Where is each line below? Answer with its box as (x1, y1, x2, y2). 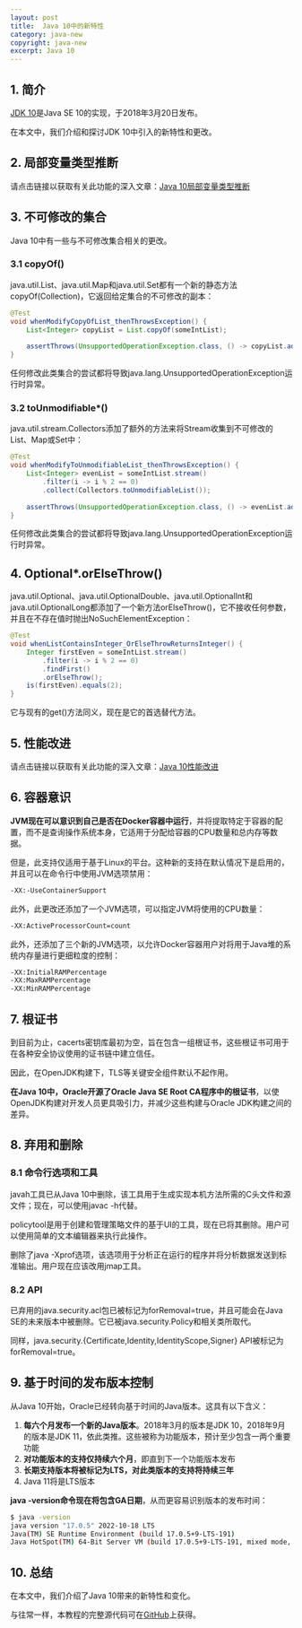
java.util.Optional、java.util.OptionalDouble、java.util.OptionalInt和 (10, 591, 254, 602)
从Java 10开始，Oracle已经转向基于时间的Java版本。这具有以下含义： (10, 1400, 269, 1411)
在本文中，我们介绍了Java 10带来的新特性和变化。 (10, 1590, 195, 1601)
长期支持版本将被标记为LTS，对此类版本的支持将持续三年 (22, 1464, 234, 1476)
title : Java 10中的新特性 (10, 22, 104, 30)
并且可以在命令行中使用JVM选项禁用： (10, 867, 153, 879)
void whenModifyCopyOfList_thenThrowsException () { (10, 317, 207, 326)
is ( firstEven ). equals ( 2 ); (26, 681, 124, 691)
